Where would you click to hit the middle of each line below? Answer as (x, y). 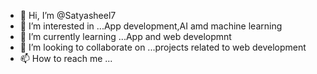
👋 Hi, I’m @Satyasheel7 (68, 15)
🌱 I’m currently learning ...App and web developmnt (125, 36)
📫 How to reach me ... (66, 58)
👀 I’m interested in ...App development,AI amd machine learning (151, 26)
